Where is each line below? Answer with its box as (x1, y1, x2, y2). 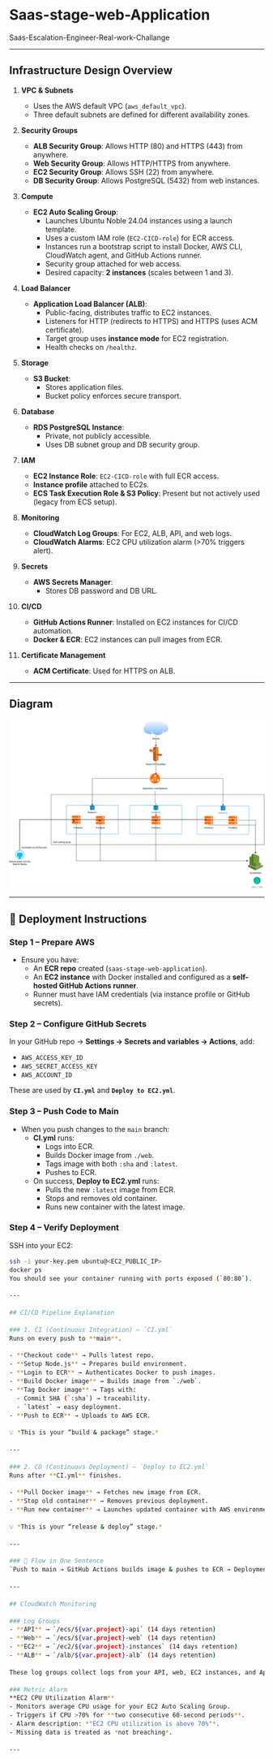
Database (20, 406, 55, 416)
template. (45, 224, 77, 234)
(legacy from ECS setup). (32, 497, 117, 507)
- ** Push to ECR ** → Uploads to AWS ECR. (9, 1411, 151, 1420)
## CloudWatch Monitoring (9, 1600, 96, 1608)
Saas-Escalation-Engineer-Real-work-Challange (9, 32, 170, 42)
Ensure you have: (20, 954, 79, 964)
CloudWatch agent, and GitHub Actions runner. (45, 250, 202, 260)
